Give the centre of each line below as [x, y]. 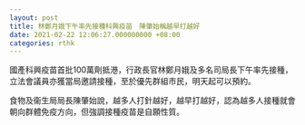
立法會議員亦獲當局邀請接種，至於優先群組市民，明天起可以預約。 [133, 82]
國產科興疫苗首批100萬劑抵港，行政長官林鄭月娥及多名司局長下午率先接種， [151, 70]
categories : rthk [42, 43]
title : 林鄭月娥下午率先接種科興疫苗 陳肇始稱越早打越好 [105, 26]
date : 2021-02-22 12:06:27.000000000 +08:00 [95, 34]
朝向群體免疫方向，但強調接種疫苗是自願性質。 [97, 112]
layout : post [34, 18]
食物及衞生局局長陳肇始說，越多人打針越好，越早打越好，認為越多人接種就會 [152, 101]
